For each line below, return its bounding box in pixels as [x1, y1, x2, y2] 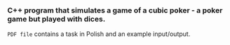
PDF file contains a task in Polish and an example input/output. [7, 30, 191, 38]
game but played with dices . [7, 14, 106, 24]
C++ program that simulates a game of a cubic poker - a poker [7, 6, 223, 15]
